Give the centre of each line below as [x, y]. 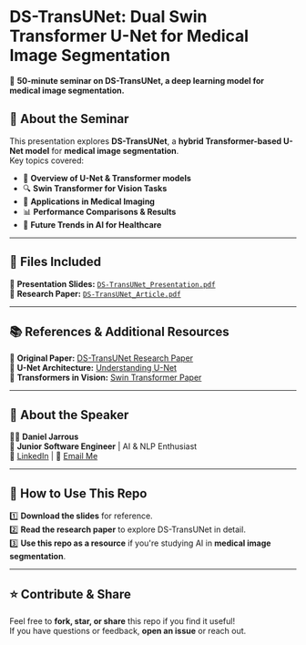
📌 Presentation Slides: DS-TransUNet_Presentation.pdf [112, 283]
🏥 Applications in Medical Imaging [88, 201]
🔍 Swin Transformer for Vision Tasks [95, 188]
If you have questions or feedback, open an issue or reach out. [128, 630]
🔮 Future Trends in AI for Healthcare [92, 224]
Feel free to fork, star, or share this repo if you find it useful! [122, 620]
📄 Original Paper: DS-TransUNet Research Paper [102, 358]
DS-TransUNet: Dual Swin [108, 17]
